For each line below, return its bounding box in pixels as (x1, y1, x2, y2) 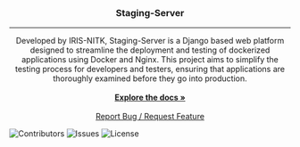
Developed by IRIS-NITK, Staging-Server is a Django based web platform (15, 36, 285, 46)
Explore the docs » (114, 92, 186, 103)
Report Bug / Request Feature (95, 111, 205, 122)
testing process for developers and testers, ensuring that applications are (14, 64, 286, 75)
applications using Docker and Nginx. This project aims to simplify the (21, 54, 279, 65)
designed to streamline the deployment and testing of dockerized (29, 45, 271, 55)
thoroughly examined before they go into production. (53, 73, 247, 84)
